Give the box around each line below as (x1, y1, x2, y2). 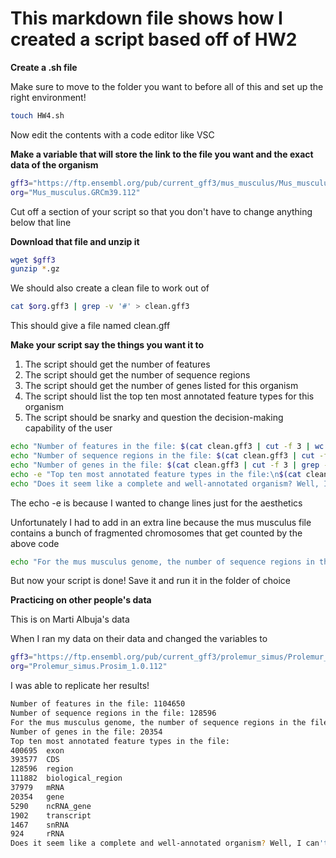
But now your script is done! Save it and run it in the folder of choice (10, 575, 291, 587)
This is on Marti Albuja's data (10, 613, 130, 626)
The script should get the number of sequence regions (24, 369, 251, 381)
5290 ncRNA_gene (10, 801, 92, 811)
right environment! (10, 91, 87, 103)
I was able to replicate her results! (10, 680, 150, 692)
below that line (10, 216, 72, 228)
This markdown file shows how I (10, 7, 283, 30)
